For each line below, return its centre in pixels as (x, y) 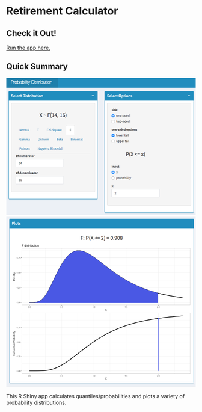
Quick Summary (37, 66)
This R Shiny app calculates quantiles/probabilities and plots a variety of (96, 396)
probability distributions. (36, 402)
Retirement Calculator (62, 11)
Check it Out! (32, 33)
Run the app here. (29, 48)
